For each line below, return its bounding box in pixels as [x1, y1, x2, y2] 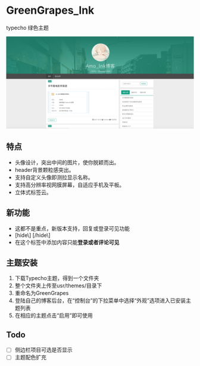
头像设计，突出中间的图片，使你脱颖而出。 [14, 159, 120, 166]
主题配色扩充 [14, 353, 46, 361]
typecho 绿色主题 [6, 24, 49, 31]
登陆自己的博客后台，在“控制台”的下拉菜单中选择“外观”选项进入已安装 [14, 297, 186, 305]
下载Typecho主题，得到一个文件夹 [14, 275, 99, 282]
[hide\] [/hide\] [14, 231, 51, 239]
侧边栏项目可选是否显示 [14, 346, 73, 353]
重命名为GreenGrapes [14, 290, 69, 297]
